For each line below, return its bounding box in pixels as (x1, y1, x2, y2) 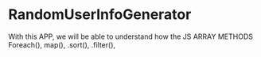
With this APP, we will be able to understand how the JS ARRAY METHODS (8, 32, 253, 41)
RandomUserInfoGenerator (8, 6, 192, 24)
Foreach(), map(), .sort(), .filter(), (8, 40, 116, 49)
